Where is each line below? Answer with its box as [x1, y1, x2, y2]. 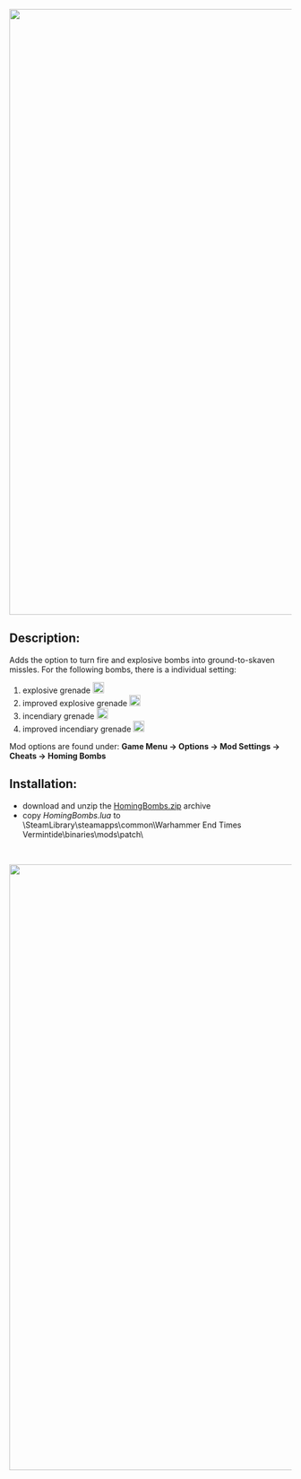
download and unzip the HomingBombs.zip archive [21, 800, 211, 811]
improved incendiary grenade [21, 723, 132, 734]
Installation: [9, 776, 78, 792]
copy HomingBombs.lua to [21, 810, 121, 820]
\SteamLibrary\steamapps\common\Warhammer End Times [21, 819, 242, 830]
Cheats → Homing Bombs [9, 750, 107, 761]
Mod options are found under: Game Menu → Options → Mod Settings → [9, 740, 280, 751]
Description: [9, 631, 81, 646]
